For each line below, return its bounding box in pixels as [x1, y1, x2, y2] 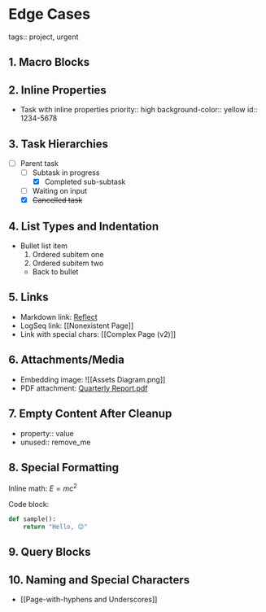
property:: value [20, 428, 75, 438]
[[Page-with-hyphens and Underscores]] [20, 594, 158, 604]
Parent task [20, 158, 59, 168]
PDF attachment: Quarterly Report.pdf [20, 383, 148, 393]
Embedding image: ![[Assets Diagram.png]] [20, 374, 166, 384]
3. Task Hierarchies [8, 137, 108, 151]
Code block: [8, 499, 50, 509]
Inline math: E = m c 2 [8, 482, 77, 493]
